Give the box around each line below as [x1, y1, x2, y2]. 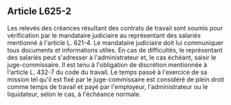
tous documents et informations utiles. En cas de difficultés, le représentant [7, 46, 223, 54]
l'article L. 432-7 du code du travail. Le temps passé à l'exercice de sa [7, 68, 207, 76]
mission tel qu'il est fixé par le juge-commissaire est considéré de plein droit [7, 75, 225, 84]
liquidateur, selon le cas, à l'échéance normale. [7, 90, 142, 98]
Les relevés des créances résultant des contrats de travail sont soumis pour [7, 23, 223, 32]
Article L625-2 [7, 6, 71, 17]
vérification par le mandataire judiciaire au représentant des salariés [7, 31, 201, 39]
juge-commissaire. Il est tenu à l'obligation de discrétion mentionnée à [7, 60, 207, 68]
